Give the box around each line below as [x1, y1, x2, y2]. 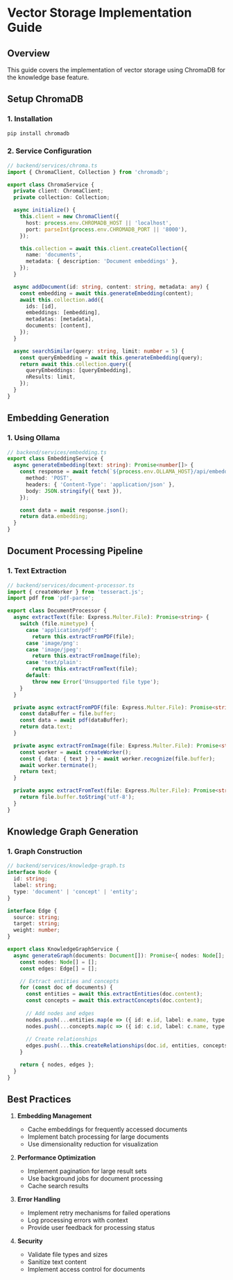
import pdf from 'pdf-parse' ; [7, 594, 95, 602]
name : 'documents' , [25, 252, 82, 259]
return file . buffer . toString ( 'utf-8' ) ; [19, 794, 135, 801]
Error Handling [17, 1195, 61, 1204]
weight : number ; [13, 927, 60, 934]
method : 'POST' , [25, 475, 73, 482]
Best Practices [7, 1094, 71, 1105]
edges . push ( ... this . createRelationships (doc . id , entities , [25, 1042, 200, 1049]
